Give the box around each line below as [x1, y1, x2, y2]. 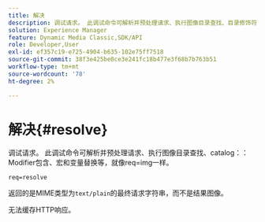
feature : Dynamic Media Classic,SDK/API [8, 33, 144, 42]
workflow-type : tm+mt [8, 63, 80, 71]
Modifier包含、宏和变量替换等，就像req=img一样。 [8, 158, 174, 168]
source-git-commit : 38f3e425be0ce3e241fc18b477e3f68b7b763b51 [8, 56, 217, 64]
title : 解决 [8, 11, 45, 20]
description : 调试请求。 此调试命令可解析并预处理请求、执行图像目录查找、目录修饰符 [8, 19, 258, 27]
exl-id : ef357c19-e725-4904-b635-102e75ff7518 [8, 48, 164, 56]
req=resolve [8, 174, 47, 182]
